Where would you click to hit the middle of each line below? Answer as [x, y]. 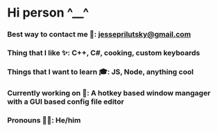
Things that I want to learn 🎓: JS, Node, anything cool [101, 72]
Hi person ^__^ [48, 13]
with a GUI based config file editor [66, 102]
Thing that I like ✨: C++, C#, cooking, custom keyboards [103, 53]
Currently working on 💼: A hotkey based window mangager [109, 93]
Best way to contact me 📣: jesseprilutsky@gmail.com [99, 35]
